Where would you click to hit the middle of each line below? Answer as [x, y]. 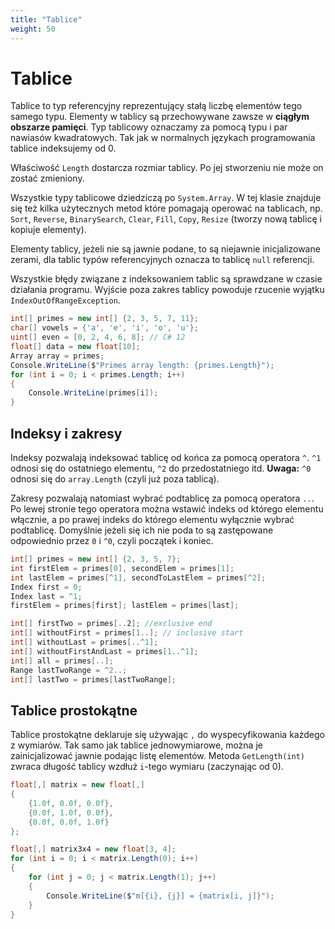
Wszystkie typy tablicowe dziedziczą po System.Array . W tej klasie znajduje [166, 198]
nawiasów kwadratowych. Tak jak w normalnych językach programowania [163, 138]
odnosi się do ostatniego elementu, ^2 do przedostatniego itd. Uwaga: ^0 [161, 468]
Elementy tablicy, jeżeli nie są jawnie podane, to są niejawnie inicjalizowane [165, 249]
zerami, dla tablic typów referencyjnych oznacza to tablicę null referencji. [162, 260]
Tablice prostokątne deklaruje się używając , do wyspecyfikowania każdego [167, 735]
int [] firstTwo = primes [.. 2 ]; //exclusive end [111, 624]
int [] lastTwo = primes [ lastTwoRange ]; [93, 679]
